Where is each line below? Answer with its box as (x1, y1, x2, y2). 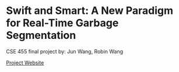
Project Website (6, 59, 44, 66)
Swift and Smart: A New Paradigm (6, 4, 174, 17)
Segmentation (6, 29, 76, 42)
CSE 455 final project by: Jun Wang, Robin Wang (6, 48, 124, 55)
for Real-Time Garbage (6, 16, 119, 30)
